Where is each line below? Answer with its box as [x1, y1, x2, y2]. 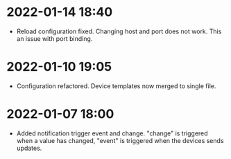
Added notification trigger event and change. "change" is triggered [16, 129, 209, 137]
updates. [16, 144, 42, 152]
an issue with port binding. [16, 34, 93, 42]
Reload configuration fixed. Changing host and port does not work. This [16, 27, 222, 35]
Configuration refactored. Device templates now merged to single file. [16, 81, 216, 90]
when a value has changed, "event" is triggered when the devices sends [16, 136, 224, 144]
